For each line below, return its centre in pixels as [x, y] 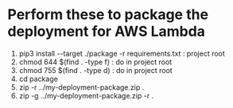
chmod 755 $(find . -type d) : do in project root [95, 70]
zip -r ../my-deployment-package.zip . [82, 87]
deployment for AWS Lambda [107, 31]
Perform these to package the [108, 15]
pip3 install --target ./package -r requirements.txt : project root [122, 53]
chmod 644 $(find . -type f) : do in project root [95, 62]
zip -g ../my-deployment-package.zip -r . [86, 95]
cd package [39, 79]
